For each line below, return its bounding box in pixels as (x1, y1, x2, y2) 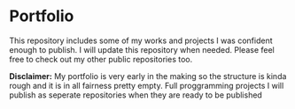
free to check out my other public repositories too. (9, 54, 193, 64)
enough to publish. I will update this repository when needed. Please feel (9, 44, 275, 54)
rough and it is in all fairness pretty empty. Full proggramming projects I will (9, 80, 284, 91)
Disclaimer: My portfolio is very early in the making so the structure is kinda (9, 70, 287, 81)
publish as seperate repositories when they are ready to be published (9, 90, 263, 100)
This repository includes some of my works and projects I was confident (9, 35, 273, 46)
